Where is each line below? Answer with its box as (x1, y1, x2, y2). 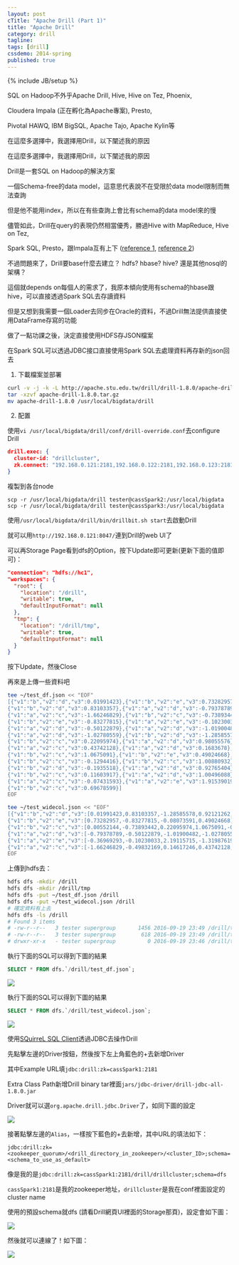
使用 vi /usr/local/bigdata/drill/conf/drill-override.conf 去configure (7, 427, 221, 435)
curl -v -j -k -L (7, 384, 59, 392)
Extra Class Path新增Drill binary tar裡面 (7, 1080, 122, 1088)
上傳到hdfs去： (7, 864, 52, 873)
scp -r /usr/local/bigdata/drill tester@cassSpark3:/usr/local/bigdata (7, 502, 224, 509)
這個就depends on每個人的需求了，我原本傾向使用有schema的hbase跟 (7, 283, 215, 291)
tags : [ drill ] (7, 43, 50, 51)
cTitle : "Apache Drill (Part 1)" (7, 17, 107, 24)
